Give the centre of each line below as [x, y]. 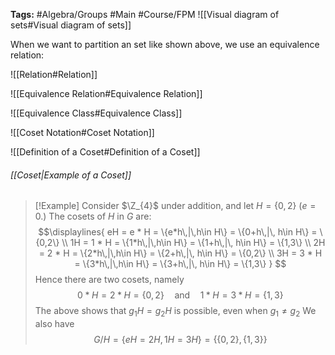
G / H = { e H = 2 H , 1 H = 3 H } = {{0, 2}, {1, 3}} [180, 339]
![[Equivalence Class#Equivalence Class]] [96, 113]
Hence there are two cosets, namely [109, 280]
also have [54, 323]
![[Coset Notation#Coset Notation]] [82, 132]
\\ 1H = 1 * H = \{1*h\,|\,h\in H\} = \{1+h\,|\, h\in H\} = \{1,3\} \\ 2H [193, 243]
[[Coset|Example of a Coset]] [71, 175]
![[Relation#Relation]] [54, 74]
